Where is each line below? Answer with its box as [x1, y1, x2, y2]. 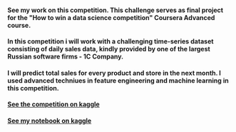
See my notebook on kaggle [7, 116, 92, 125]
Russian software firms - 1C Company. [7, 52, 124, 61]
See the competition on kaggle [7, 100, 100, 108]
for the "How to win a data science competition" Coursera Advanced [7, 13, 215, 21]
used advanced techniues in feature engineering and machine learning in [7, 76, 230, 85]
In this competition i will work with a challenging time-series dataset [7, 37, 214, 46]
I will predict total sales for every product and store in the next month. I [7, 68, 221, 77]
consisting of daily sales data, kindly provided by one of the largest [7, 45, 210, 54]
